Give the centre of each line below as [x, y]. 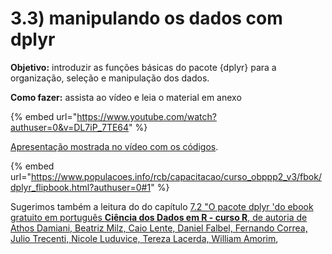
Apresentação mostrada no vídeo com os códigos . [114, 146]
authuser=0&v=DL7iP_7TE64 [70, 127]
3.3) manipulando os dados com [146, 18]
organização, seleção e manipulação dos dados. [110, 78]
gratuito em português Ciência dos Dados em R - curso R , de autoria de [159, 217]
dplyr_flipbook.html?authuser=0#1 [81, 187]
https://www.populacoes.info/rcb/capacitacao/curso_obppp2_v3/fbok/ [176, 176]
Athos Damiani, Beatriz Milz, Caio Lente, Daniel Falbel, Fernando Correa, [159, 228]
